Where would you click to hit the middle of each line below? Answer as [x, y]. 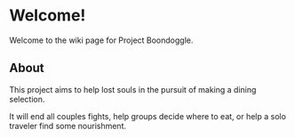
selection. [27, 99]
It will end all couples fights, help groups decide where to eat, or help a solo [148, 116]
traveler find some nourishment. [68, 126]
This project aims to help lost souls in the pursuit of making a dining [133, 89]
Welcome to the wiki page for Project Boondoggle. [101, 40]
